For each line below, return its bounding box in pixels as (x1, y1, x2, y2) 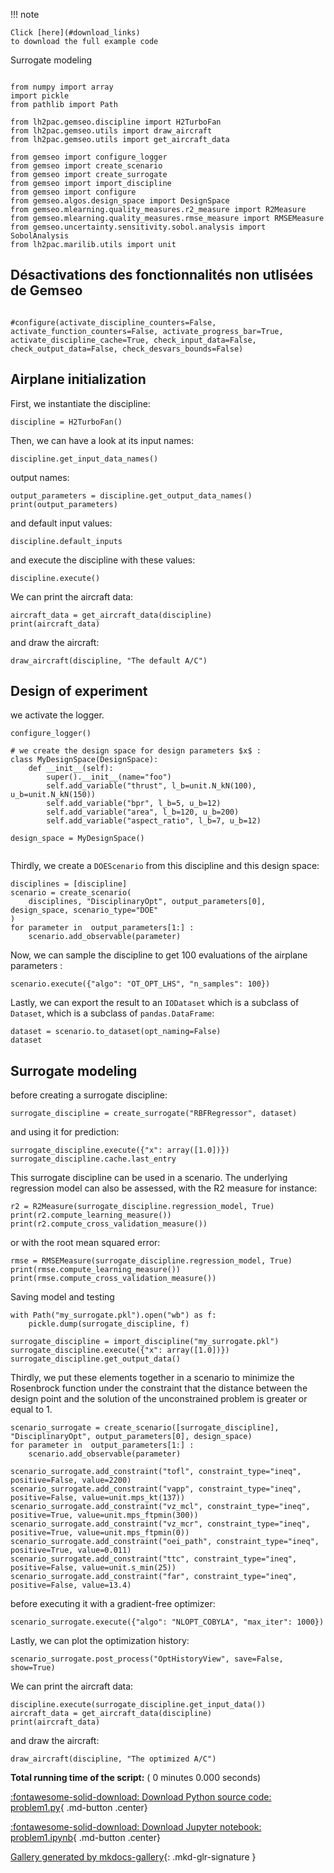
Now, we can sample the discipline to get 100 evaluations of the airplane (10, 949, 308, 961)
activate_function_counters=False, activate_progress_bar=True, (10, 326, 284, 336)
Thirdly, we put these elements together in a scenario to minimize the (10, 1372, 295, 1384)
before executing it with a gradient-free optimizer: (10, 1598, 216, 1610)
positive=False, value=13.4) (10, 1580, 132, 1591)
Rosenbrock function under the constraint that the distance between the (10, 1382, 308, 1394)
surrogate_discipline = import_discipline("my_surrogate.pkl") (10, 1337, 280, 1347)
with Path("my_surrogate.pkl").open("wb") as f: (10, 1310, 217, 1321)
